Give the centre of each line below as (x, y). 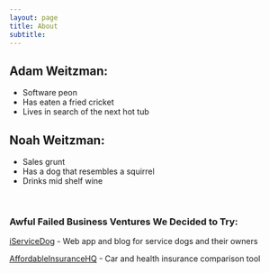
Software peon (50, 93)
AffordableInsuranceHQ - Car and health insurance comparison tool (135, 259)
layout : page (34, 18)
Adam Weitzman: (58, 71)
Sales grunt (44, 162)
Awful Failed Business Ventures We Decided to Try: (124, 222)
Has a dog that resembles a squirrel (88, 171)
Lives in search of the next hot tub (86, 112)
